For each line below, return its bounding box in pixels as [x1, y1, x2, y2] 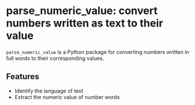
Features [6, 72, 39, 82]
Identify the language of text [14, 87, 83, 94]
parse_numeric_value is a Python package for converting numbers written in [6, 48, 190, 55]
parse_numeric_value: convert [6, 4, 158, 18]
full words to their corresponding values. [6, 55, 105, 62]
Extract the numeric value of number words [14, 93, 120, 100]
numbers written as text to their [6, 16, 163, 30]
